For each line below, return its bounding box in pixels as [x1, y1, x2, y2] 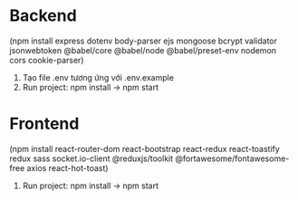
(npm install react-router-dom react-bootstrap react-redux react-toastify [9, 143, 281, 154]
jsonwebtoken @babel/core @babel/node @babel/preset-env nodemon [9, 44, 277, 55]
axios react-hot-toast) [26, 162, 109, 173]
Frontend [9, 114, 80, 134]
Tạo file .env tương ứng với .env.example [22, 71, 175, 82]
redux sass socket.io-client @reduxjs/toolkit [9, 153, 174, 164]
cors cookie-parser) [9, 54, 84, 65]
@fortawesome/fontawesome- [175, 153, 290, 164]
